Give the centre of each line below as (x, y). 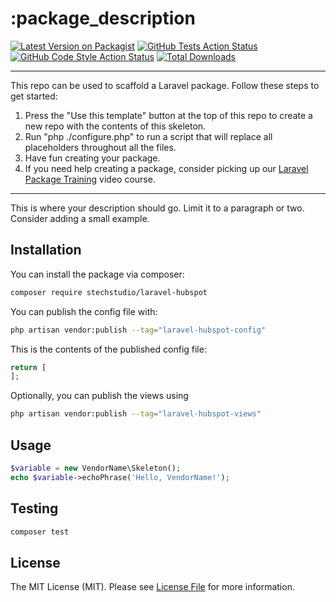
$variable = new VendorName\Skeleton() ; (96, 468)
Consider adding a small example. (80, 218)
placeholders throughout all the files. (100, 147)
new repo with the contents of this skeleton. (115, 126)
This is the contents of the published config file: (108, 349)
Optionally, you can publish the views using (99, 396)
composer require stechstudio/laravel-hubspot (109, 292)
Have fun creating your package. (92, 158)
